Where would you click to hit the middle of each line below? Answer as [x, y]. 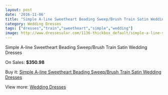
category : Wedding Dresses [33, 24]
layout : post [19, 10]
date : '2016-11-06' [25, 14]
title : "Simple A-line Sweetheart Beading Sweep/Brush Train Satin [77, 19]
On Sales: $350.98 [25, 62]
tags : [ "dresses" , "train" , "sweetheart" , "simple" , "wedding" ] [69, 28]
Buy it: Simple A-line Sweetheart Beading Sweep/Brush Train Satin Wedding [83, 72]
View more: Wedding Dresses [36, 87]
